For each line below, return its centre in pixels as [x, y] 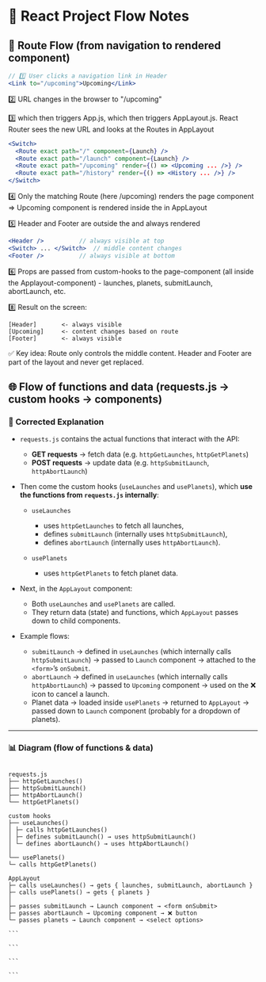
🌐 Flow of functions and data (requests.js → [119, 387]
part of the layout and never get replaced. [76, 362]
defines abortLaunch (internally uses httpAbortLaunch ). [132, 543]
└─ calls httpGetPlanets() [53, 864]
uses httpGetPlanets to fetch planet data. [110, 573]
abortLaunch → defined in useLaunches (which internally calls [129, 677]
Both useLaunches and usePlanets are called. [103, 604]
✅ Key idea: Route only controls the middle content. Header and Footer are [130, 353]
